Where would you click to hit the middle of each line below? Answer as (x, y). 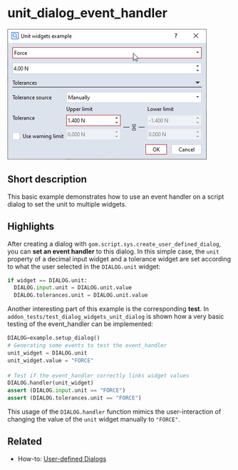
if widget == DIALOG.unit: (47, 280)
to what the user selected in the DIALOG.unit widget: (84, 266)
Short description (47, 179)
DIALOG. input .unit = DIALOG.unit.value (73, 288)
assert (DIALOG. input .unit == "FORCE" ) (67, 391)
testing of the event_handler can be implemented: (80, 324)
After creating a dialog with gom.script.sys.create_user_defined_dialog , (114, 244)
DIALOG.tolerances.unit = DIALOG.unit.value (81, 296)
